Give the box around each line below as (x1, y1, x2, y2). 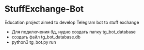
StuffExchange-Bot (4, 3, 84, 15)
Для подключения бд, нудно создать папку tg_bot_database (11, 29, 136, 34)
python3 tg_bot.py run (11, 39, 56, 45)
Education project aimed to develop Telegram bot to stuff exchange (4, 19, 139, 25)
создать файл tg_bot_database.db (11, 34, 80, 40)
